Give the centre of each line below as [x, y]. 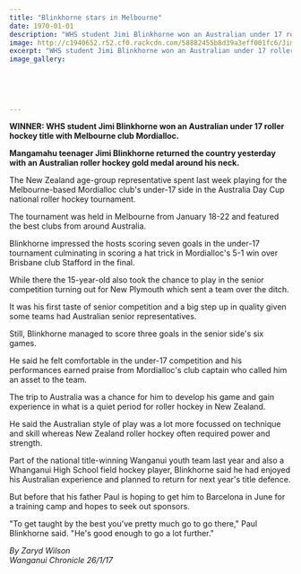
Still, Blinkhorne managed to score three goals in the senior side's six [137, 334]
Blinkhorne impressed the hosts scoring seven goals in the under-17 [135, 244]
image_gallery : [38, 59]
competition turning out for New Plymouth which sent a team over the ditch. [149, 290]
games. [23, 344]
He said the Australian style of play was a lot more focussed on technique [145, 424]
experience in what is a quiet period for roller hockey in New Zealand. [138, 407]
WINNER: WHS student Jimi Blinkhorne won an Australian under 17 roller [147, 126]
